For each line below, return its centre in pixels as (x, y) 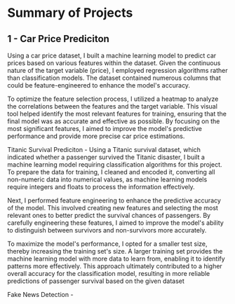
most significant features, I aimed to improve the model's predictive (105, 129)
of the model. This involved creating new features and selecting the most (113, 208)
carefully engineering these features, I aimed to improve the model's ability (116, 223)
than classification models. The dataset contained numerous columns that (114, 78)
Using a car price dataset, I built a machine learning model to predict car (112, 55)
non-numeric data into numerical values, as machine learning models (107, 179)
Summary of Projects (70, 13)
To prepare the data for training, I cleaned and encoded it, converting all (111, 172)
